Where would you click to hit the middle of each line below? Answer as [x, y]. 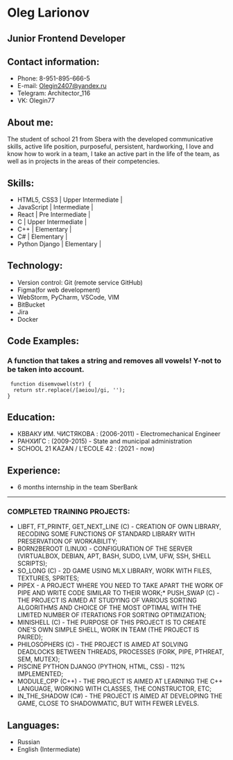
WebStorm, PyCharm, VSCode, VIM [68, 297]
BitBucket [31, 304]
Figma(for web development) [59, 290]
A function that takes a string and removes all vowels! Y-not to [114, 361]
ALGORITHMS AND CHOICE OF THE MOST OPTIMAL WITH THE [109, 607]
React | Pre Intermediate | [54, 215]
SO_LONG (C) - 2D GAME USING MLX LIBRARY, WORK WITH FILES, [114, 571]
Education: [31, 417]
